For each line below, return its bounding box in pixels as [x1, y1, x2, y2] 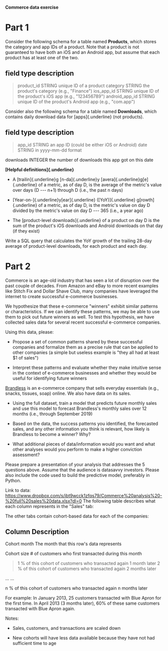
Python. [5, 477, 22, 483]
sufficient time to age [12, 640, 57, 646]
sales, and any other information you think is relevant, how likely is [12, 425, 150, 432]
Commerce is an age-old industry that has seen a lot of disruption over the [5, 277, 159, 283]
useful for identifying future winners [12, 375, 87, 381]
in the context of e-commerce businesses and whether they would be [12, 370, 157, 376]
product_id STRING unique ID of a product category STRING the [17, 83, 150, 89]
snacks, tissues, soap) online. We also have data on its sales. [5, 390, 131, 396]
